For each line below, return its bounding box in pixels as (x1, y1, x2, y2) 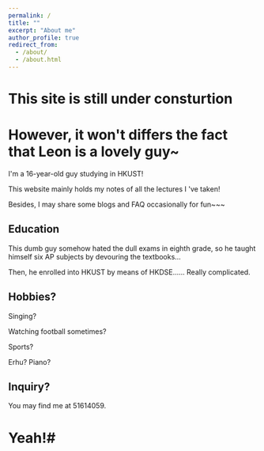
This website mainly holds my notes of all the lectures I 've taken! (8, 184, 221, 194)
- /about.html (15, 56, 62, 64)
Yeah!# (8, 429, 56, 447)
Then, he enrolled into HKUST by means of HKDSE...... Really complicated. (8, 267, 251, 277)
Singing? (8, 311, 37, 320)
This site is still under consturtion (8, 90, 233, 108)
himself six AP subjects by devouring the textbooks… (8, 252, 182, 261)
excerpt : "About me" (8, 26, 77, 34)
